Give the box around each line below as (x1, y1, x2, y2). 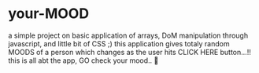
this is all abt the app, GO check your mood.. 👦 (8, 56, 159, 65)
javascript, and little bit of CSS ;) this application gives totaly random (8, 38, 230, 48)
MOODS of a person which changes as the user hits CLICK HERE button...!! (8, 47, 252, 57)
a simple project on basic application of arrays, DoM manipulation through (8, 31, 249, 40)
